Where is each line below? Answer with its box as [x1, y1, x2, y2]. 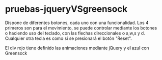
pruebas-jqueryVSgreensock [5, 3, 128, 15]
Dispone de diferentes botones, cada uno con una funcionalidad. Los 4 [5, 20, 149, 26]
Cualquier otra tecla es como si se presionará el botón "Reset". [5, 35, 132, 41]
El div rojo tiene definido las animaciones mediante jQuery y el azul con [5, 45, 149, 51]
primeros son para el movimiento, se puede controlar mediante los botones [5, 25, 157, 30]
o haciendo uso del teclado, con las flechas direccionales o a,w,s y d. [5, 30, 145, 36]
